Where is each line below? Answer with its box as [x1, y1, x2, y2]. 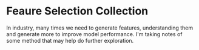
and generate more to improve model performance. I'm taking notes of [6, 30, 183, 37]
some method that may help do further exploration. [6, 37, 134, 44]
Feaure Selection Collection [6, 4, 149, 18]
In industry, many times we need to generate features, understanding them [6, 24, 194, 31]
